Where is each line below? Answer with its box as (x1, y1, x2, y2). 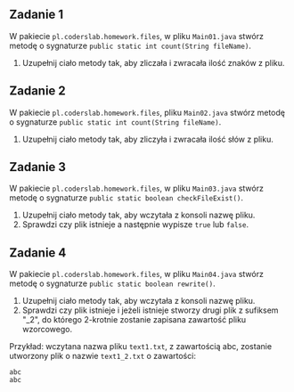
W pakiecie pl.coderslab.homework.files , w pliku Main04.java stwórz (9, 269, 265, 280)
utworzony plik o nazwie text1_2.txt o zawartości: (9, 351, 196, 362)
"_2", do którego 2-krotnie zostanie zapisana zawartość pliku (21, 314, 247, 325)
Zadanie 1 (9, 7, 64, 22)
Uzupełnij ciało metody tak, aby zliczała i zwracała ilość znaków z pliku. (21, 57, 285, 68)
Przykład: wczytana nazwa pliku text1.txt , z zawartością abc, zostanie (9, 341, 273, 352)
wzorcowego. (21, 324, 73, 335)
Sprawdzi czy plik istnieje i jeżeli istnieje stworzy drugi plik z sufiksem (21, 305, 279, 315)
